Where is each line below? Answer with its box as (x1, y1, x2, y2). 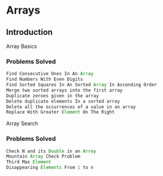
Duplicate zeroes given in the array (6, 93, 99, 99)
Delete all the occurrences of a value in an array (6, 104, 136, 110)
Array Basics (6, 43, 37, 50)
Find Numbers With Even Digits (6, 76, 83, 83)
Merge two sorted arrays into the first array (6, 87, 123, 93)
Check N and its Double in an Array (6, 148, 96, 154)
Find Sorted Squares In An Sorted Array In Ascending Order (6, 82, 158, 88)
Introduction (6, 27, 53, 37)
